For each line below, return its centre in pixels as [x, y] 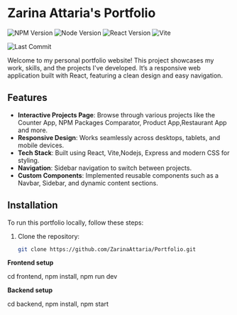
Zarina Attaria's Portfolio [82, 13]
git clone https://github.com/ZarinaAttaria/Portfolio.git [107, 249]
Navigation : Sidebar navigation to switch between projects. [105, 168]
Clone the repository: [49, 236]
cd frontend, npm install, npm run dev [62, 277]
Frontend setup [31, 263]
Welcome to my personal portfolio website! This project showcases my [111, 60]
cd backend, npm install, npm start [58, 304]
